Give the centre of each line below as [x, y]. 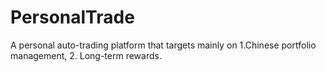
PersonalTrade [72, 17]
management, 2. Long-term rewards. [86, 55]
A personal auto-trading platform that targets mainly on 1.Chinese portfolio [163, 45]
